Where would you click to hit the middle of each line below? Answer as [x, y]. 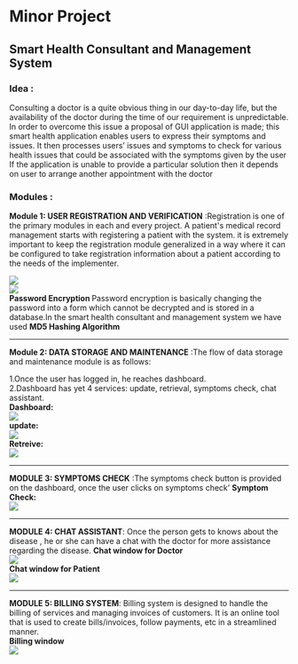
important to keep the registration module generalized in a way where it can [148, 244]
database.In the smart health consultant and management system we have [145, 317]
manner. [24, 632]
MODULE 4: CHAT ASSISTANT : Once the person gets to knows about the [144, 532]
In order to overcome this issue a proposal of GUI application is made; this [145, 126]
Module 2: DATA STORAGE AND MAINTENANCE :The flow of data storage [146, 352]
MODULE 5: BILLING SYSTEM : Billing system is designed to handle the [139, 604]
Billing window [37, 641]
